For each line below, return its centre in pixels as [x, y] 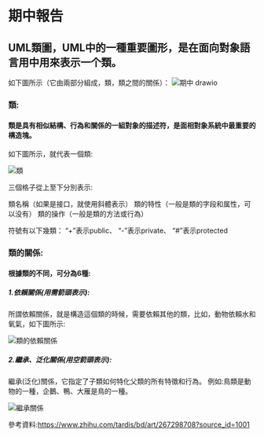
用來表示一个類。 [80, 62]
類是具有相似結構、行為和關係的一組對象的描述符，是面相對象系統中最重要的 [132, 125]
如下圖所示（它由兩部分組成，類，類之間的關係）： [89, 83]
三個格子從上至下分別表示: [51, 187]
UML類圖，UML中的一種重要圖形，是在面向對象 [124, 48]
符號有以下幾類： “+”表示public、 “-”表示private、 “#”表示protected [118, 231]
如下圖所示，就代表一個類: [51, 154]
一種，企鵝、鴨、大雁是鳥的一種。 [77, 391]
